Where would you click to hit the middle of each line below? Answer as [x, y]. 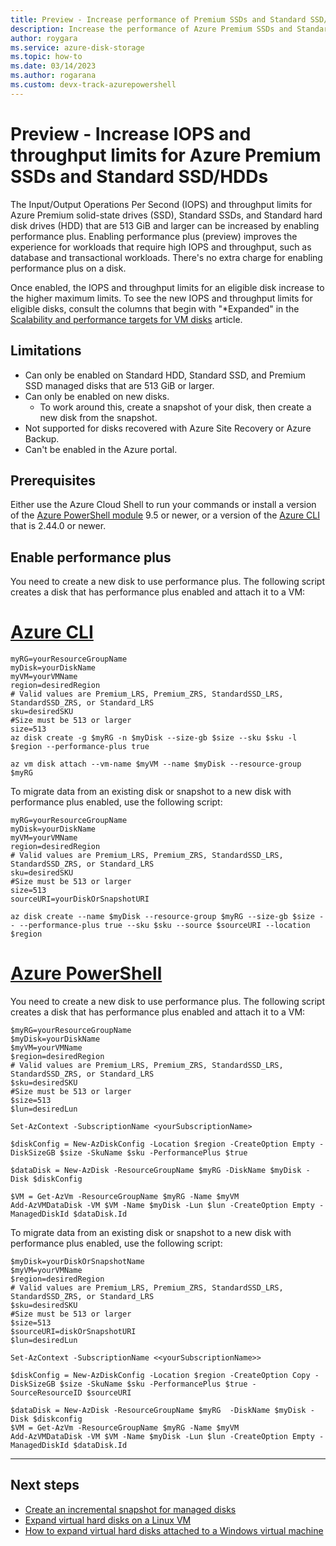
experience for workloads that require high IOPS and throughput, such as [161, 247]
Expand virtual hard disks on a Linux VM [108, 1520]
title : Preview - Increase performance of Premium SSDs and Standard [158, 19]
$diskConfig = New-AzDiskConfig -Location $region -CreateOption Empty [162, 1144]
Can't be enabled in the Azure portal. [101, 449]
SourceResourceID [46, 1393]
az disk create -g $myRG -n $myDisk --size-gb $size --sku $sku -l [154, 738]
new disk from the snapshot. [98, 417]
